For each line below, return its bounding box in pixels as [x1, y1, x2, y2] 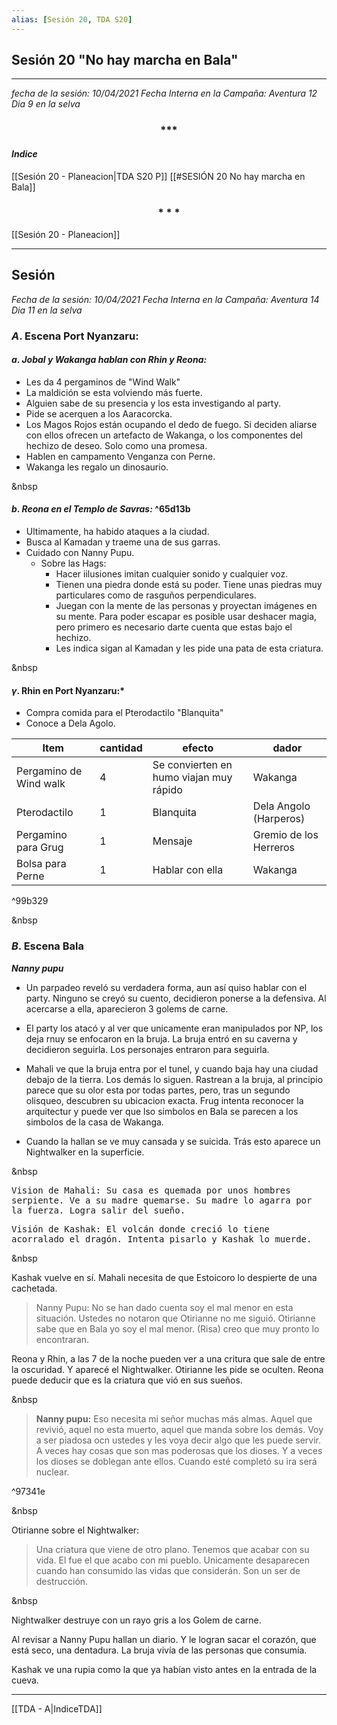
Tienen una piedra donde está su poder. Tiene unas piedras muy [55, 579, 323, 590]
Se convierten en [152, 758, 233, 772]
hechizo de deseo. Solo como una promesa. [25, 439, 208, 451]
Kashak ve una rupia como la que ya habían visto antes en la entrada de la [11, 1663, 318, 1675]
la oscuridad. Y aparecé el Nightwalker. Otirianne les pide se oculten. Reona [11, 1363, 324, 1375]
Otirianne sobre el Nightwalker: [11, 1524, 140, 1536]
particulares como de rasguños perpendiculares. [55, 589, 257, 601]
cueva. [11, 1674, 39, 1686]
